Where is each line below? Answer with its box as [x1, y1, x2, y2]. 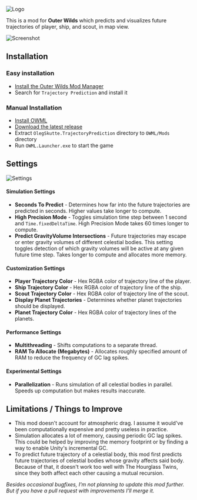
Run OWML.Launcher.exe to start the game [14, 142, 113, 149]
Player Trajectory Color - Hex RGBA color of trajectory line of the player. [14, 278, 192, 285]
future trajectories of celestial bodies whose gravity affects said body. [14, 457, 185, 464]
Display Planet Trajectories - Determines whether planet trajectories [14, 296, 182, 304]
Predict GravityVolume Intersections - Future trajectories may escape [14, 232, 186, 239]
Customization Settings [6, 265, 65, 272]
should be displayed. [14, 303, 66, 310]
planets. [14, 315, 34, 322]
